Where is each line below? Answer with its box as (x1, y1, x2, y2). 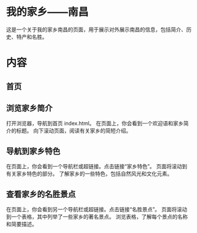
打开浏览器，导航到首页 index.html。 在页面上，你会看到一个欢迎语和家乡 (6, 120, 184, 127)
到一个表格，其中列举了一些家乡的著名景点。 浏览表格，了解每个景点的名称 (6, 213, 188, 220)
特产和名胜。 (16, 33, 48, 40)
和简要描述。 (6, 220, 37, 227)
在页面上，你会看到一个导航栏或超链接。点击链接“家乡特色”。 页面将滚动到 (6, 163, 188, 170)
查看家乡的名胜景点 (6, 189, 76, 199)
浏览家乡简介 (6, 103, 53, 113)
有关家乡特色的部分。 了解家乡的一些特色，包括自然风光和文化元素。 (6, 170, 172, 177)
